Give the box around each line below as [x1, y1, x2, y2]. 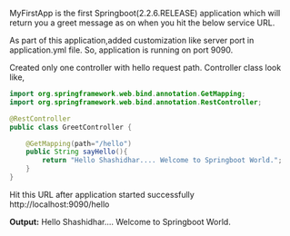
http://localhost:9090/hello [9, 199, 110, 210]
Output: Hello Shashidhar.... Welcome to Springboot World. [9, 216, 232, 227]
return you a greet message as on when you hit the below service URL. [9, 17, 275, 28]
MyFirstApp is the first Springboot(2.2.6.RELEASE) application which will [9, 8, 281, 18]
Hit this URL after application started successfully [9, 189, 195, 200]
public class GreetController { [9, 123, 132, 132]
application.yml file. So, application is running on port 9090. [9, 44, 234, 55]
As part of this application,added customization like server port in [9, 35, 255, 45]
